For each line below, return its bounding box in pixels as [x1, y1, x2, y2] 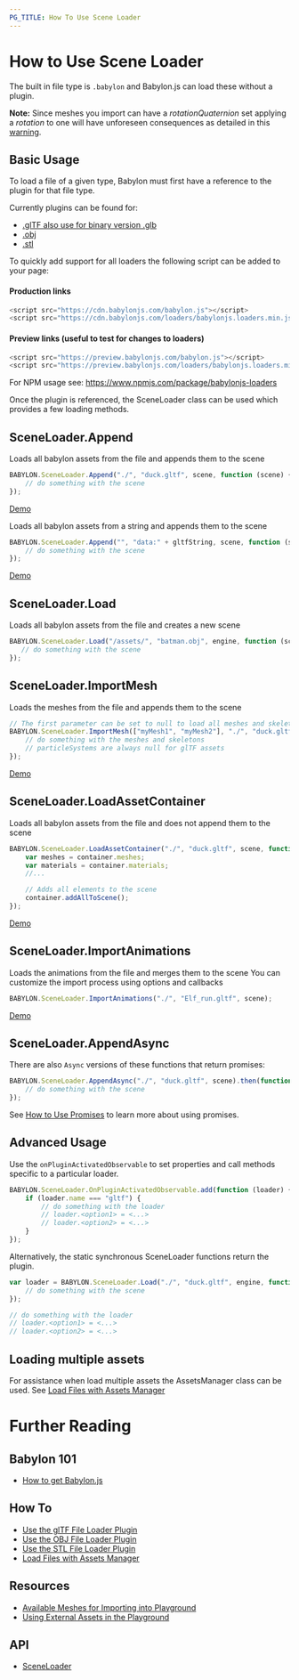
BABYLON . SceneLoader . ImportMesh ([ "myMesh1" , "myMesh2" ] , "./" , [9, 727, 249, 736]
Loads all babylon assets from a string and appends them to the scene [9, 520, 268, 531]
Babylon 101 [9, 1451, 77, 1466]
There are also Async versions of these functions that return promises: [9, 1059, 265, 1070]
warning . [9, 126, 42, 137]
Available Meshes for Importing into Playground [21, 1602, 197, 1612]
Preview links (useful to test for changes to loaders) [9, 333, 205, 344]
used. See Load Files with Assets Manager [9, 1385, 166, 1396]
